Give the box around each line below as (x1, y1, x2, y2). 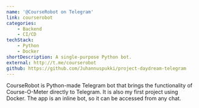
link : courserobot (6, 15, 53, 21)
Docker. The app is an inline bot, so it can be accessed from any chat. (6, 95, 181, 102)
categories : (6, 20, 37, 26)
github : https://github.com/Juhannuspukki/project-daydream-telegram (6, 65, 187, 72)
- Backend (17, 25, 43, 32)
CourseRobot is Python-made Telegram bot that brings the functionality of (6, 82, 193, 89)
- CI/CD (17, 32, 37, 38)
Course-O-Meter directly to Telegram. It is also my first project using (6, 89, 178, 96)
